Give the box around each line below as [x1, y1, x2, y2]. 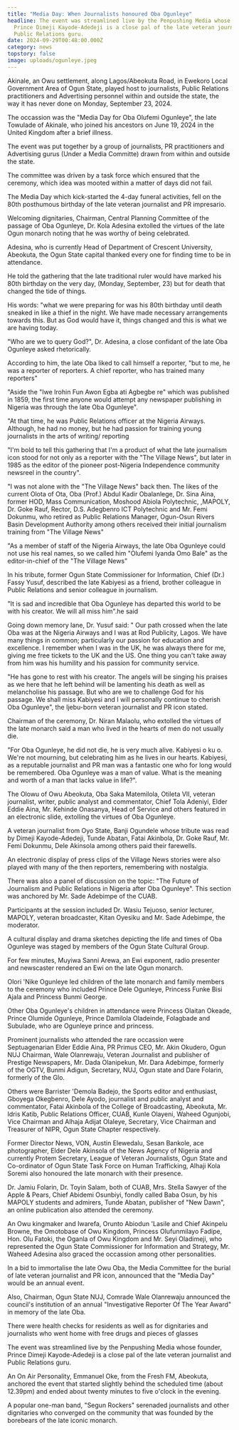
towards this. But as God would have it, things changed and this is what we [7, 315, 227, 325]
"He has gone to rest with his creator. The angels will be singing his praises [7, 672, 228, 681]
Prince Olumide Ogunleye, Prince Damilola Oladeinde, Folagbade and [7, 1013, 211, 1022]
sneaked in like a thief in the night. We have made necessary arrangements [7, 308, 228, 317]
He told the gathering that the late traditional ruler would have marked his [7, 272, 222, 280]
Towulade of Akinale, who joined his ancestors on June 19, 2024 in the [7, 121, 215, 129]
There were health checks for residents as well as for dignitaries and [7, 1321, 208, 1330]
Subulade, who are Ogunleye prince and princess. [7, 1021, 154, 1030]
